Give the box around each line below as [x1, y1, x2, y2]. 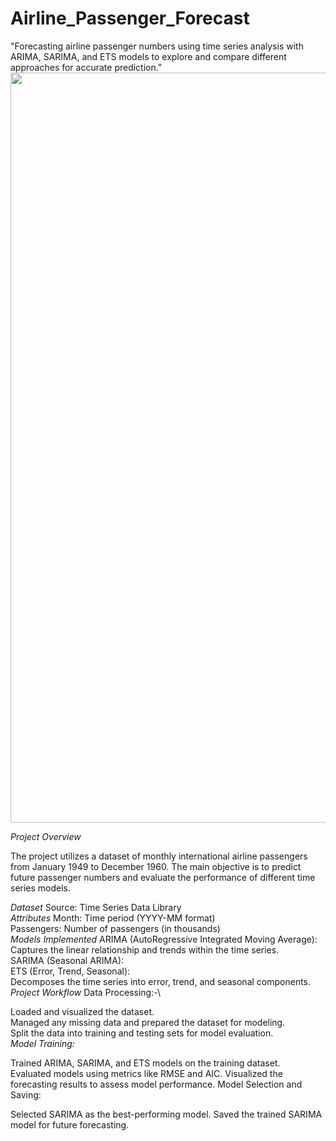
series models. [10, 882, 72, 894]
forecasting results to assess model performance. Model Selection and [10, 1078, 303, 1090]
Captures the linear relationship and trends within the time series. [10, 943, 280, 956]
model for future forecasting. [10, 1118, 130, 1131]
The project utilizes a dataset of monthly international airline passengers [10, 850, 308, 862]
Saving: [10, 1088, 42, 1101]
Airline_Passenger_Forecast [10, 7, 250, 30]
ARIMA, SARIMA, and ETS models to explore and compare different [10, 50, 287, 62]
